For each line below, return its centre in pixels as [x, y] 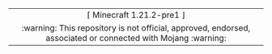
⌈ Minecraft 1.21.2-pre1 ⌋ [136, 15]
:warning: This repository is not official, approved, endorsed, [136, 28]
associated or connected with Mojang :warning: [136, 38]
